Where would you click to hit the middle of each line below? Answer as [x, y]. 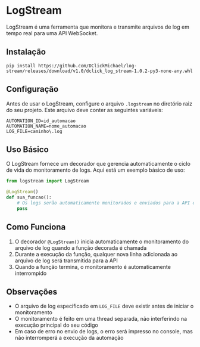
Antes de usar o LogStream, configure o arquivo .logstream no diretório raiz [99, 103]
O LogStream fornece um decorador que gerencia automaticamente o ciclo [98, 164]
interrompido [31, 273]
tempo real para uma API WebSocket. [52, 33]
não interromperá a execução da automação [69, 338]
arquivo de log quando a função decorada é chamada [81, 247]
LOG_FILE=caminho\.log [34, 131]
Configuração [32, 89]
